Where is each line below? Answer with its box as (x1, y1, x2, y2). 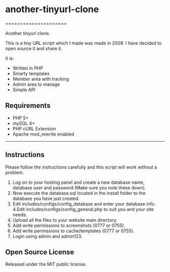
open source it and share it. (5, 45, 62, 51)
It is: (5, 55, 14, 61)
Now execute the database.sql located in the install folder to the (12, 190, 146, 196)
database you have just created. (12, 195, 80, 201)
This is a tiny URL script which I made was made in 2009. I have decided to (5, 40, 162, 46)
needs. (12, 212, 27, 218)
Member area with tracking (12, 76, 69, 82)
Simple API (12, 86, 35, 92)
